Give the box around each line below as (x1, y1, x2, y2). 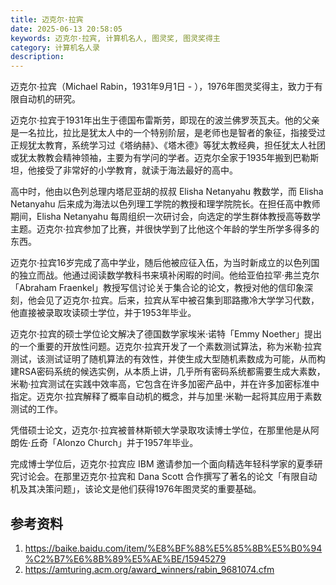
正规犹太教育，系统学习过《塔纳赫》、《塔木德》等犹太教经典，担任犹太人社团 (10, 139, 326, 151)
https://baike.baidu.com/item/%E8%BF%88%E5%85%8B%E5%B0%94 (24, 542, 323, 554)
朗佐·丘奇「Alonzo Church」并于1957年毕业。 (10, 437, 199, 449)
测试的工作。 (10, 403, 63, 415)
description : (10, 52, 65, 62)
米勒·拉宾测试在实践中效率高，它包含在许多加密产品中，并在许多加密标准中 (10, 378, 320, 390)
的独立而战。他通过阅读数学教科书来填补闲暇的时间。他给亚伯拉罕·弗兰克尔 (10, 269, 320, 281)
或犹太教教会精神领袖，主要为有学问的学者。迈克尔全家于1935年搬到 (10, 152, 293, 164)
